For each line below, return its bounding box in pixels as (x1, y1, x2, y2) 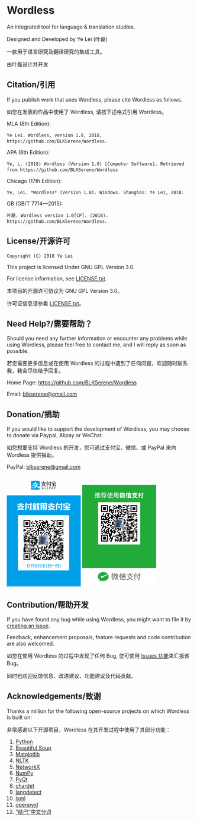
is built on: (7, 713, 32, 721)
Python (15, 738, 33, 745)
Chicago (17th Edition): (7, 177, 62, 184)
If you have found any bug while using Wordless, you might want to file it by (7, 616, 192, 623)
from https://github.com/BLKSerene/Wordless (7, 167, 118, 173)
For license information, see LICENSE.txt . (7, 274, 107, 282)
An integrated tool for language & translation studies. (7, 23, 135, 30)
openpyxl (15, 801, 38, 808)
